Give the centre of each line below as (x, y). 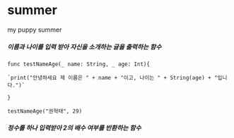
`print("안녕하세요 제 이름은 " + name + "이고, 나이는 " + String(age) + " (112, 77)
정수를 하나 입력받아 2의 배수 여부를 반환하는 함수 (74, 127)
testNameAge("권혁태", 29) (45, 111)
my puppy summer (35, 30)
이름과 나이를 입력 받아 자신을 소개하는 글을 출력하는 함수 (84, 46)
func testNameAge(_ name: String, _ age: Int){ (79, 64)
